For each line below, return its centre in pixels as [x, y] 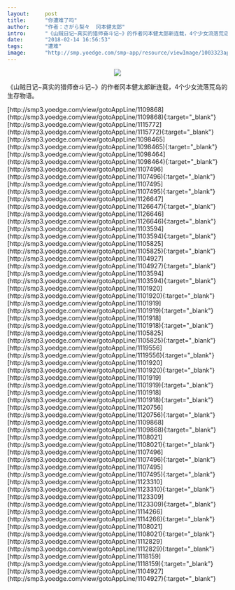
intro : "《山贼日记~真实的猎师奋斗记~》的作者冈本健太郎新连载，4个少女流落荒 [116, 33]
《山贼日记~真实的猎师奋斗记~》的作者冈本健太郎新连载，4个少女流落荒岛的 [117, 87]
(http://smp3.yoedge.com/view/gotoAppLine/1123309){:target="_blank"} [112, 504]
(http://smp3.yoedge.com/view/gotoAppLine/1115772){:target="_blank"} [111, 132]
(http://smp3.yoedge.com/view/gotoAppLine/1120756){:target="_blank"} [111, 415]
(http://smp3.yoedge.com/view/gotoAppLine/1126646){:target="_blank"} [112, 221]
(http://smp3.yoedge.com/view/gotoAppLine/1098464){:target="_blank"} [113, 161]
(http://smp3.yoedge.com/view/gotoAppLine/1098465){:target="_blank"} [113, 146]
